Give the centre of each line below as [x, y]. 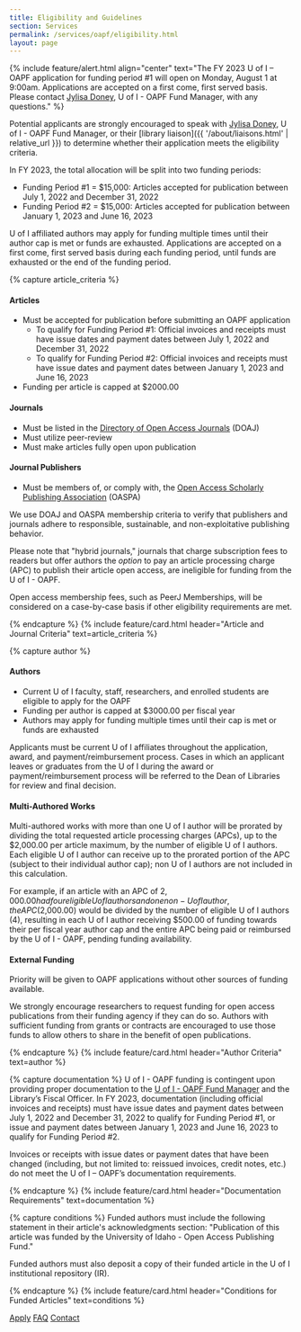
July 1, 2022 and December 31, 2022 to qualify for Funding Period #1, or [142, 1118]
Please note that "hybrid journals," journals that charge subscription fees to [148, 550]
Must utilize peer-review [67, 437]
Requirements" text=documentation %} [82, 1201]
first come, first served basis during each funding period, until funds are [143, 253]
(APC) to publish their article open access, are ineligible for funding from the [150, 570]
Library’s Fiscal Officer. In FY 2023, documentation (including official [136, 1099]
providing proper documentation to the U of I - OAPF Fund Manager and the [150, 1089]
